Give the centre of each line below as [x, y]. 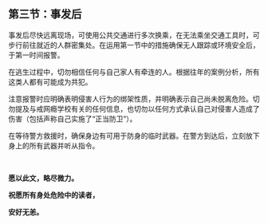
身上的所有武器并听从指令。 [54, 145]
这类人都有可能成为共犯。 [50, 81]
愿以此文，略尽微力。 [43, 178]
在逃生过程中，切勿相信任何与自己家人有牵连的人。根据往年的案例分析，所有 [134, 72]
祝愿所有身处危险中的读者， [54, 195]
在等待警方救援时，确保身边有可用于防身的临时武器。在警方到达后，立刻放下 [134, 136]
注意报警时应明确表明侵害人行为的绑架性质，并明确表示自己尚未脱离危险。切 [134, 99]
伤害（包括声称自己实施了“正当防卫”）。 [73, 119]
